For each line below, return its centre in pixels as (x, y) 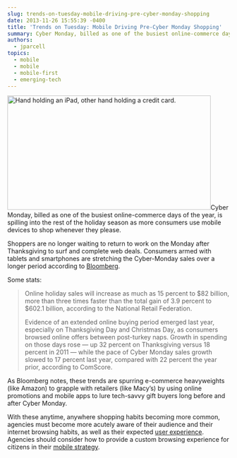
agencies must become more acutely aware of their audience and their (110, 425)
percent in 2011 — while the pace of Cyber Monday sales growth (119, 352)
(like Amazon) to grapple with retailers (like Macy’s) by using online (105, 388)
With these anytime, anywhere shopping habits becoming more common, (114, 417)
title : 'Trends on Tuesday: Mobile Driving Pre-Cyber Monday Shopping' (115, 27)
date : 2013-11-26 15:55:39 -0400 (56, 20)
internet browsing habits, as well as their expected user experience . (106, 432)
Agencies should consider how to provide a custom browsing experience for (118, 440)
